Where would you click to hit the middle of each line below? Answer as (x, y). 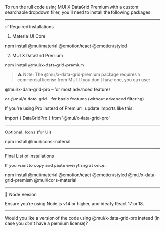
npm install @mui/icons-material (38, 142)
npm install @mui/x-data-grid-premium (45, 65)
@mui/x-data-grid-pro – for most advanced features (58, 89)
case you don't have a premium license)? (47, 223)
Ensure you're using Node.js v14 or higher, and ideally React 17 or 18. (75, 204)
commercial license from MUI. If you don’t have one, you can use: (83, 80)
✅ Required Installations (29, 26)
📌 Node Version (21, 194)
